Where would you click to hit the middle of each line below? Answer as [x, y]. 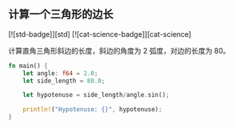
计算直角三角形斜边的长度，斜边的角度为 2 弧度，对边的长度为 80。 [119, 50]
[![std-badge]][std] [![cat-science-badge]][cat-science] [100, 34]
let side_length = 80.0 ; [64, 81]
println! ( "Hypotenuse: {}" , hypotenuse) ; [92, 110]
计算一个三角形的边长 [61, 14]
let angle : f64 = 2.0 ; [60, 73]
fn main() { [28, 66]
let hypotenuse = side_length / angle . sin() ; [96, 95]
